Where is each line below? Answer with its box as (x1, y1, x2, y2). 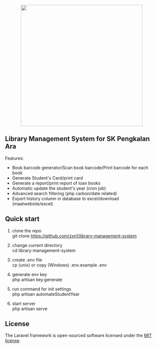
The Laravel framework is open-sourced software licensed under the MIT (5, 332, 152, 338)
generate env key (12, 271, 47, 277)
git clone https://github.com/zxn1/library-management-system (12, 233, 137, 239)
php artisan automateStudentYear (12, 291, 80, 297)
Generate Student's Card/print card (12, 175, 83, 181)
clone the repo (12, 228, 42, 233)
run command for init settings (12, 286, 71, 292)
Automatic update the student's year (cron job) (12, 185, 106, 191)
